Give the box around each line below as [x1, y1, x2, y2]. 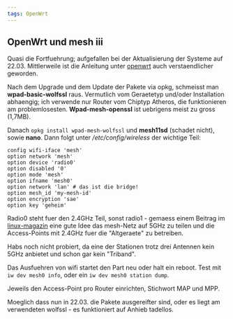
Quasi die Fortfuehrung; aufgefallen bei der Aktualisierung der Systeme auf [7, 54, 223, 63]
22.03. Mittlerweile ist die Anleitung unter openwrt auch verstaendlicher [7, 62, 214, 71]
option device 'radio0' [7, 159, 77, 166]
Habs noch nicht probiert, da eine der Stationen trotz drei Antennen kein [7, 242, 215, 251]
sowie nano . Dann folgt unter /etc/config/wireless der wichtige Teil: [7, 133, 201, 142]
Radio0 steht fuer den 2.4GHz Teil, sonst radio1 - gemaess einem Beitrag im [7, 214, 225, 223]
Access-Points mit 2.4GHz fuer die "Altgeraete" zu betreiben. [7, 229, 183, 237]
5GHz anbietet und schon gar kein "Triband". [7, 250, 136, 258]
